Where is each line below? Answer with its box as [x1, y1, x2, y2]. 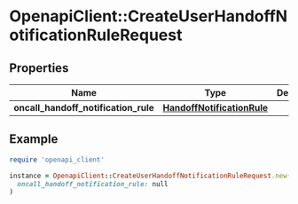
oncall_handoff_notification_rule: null [17, 179, 169, 188]
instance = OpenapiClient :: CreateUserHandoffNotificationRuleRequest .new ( [9, 171, 292, 180]
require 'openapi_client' [9, 155, 105, 164]
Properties [9, 60, 69, 75]
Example [9, 131, 59, 147]
